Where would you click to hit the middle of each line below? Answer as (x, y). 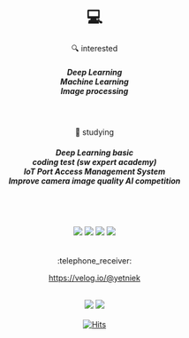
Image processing (94, 90)
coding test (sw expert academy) (94, 161)
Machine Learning (94, 82)
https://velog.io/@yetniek (94, 278)
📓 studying (94, 132)
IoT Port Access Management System (94, 171)
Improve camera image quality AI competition (94, 181)
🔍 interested (94, 48)
